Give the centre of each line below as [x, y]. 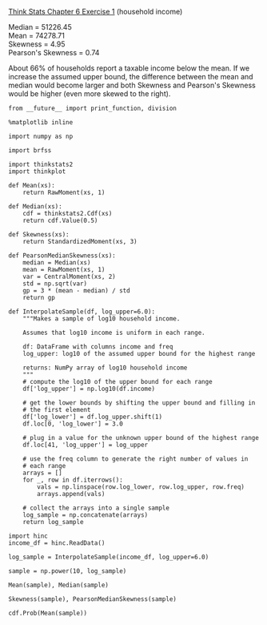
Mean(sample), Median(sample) [59, 585]
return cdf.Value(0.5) [60, 220]
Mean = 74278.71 [37, 36]
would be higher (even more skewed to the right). [90, 94]
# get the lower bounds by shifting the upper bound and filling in [139, 403]
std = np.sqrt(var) [55, 284]
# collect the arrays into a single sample [96, 508]
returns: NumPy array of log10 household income [105, 368]
